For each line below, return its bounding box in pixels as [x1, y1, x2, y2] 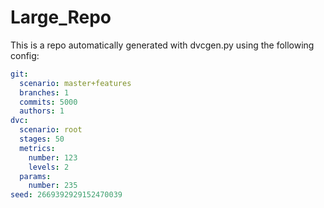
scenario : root [19, 125, 83, 135]
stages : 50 [19, 134, 65, 145]
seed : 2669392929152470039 [10, 190, 123, 200]
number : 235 [28, 181, 78, 191]
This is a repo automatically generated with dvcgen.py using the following [10, 39, 315, 51]
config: [10, 49, 40, 61]
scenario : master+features [19, 78, 132, 88]
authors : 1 [19, 106, 65, 116]
